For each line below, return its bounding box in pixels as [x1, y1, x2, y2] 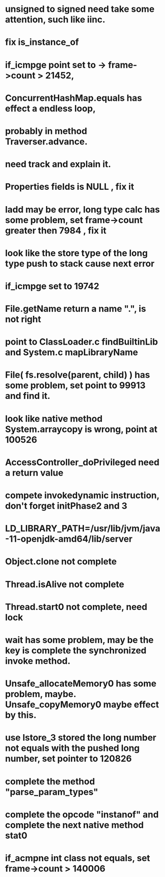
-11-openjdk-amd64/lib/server [5, 533, 132, 545]
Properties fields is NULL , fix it [5, 181, 134, 192]
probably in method [5, 125, 87, 136]
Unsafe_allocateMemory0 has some [5, 678, 157, 689]
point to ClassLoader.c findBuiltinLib [5, 336, 158, 348]
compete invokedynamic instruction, [5, 490, 160, 501]
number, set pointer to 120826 [5, 753, 132, 764]
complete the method [5, 776, 95, 787]
